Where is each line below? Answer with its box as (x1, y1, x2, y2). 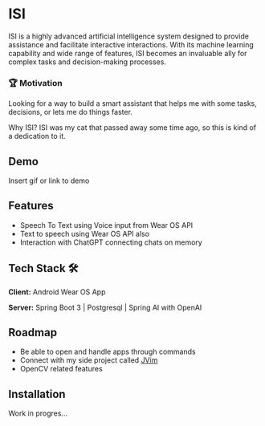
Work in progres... (8, 408, 68, 418)
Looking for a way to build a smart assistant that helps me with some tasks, (8, 99, 257, 108)
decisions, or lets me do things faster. (8, 108, 132, 117)
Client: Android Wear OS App (8, 286, 106, 297)
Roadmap (8, 326, 58, 339)
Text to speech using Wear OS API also (19, 229, 150, 238)
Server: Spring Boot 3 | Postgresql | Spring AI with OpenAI (8, 302, 202, 312)
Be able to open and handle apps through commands (19, 347, 196, 357)
